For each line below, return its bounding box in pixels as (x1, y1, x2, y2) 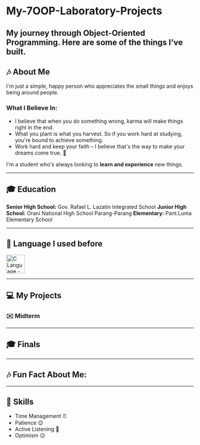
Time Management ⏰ (14, 413, 67, 420)
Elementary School (6, 216, 52, 223)
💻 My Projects (6, 291, 62, 301)
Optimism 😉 (14, 432, 46, 439)
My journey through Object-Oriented (6, 28, 146, 38)
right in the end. (14, 123, 54, 131)
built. (6, 47, 26, 57)
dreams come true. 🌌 (14, 149, 67, 156)
